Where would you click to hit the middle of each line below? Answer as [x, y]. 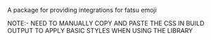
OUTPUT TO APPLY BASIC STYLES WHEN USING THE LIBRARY [100, 31]
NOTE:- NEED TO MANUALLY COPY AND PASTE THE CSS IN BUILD [106, 23]
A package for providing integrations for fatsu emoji [82, 10]
